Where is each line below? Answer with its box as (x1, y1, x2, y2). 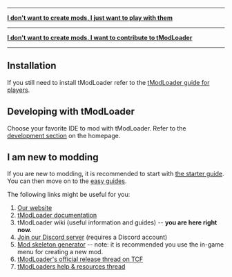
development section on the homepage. (7, 131, 121, 140)
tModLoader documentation (17, 211, 97, 220)
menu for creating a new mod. (17, 248, 104, 256)
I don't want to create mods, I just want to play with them (7, 14, 173, 21)
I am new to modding (7, 151, 99, 163)
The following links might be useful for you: (7, 191, 130, 199)
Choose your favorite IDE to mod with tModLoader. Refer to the (7, 124, 186, 132)
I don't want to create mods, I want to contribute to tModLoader (7, 34, 193, 41)
